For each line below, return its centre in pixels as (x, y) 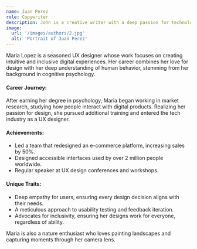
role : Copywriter (27, 17)
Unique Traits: (24, 184)
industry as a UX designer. (38, 119)
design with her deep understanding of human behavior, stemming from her (98, 68)
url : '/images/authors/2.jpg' (48, 33)
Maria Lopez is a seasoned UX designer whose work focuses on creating (94, 55)
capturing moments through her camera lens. (61, 239)
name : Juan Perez (27, 11)
